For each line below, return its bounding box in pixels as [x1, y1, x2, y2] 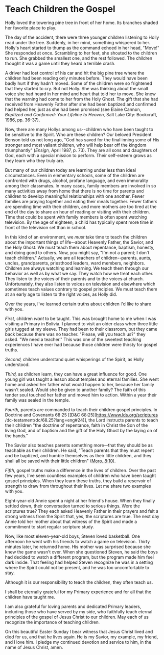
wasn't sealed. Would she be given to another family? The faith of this [5, 387, 146, 393]
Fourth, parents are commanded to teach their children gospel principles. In [5, 406, 158, 413]
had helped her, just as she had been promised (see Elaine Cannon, [5, 106, 141, 112]
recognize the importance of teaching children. [5, 619, 100, 625]
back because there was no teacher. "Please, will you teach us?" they [5, 331, 146, 337]
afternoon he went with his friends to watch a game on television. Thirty [5, 538, 150, 544]
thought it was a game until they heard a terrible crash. [5, 60, 116, 66]
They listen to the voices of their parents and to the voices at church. [5, 276, 144, 282]
